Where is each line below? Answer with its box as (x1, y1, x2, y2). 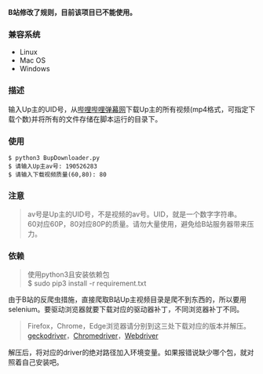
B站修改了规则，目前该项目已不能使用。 (8, 8, 137, 16)
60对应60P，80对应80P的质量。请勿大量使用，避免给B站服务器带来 (27, 220, 247, 229)
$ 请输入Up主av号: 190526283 (8, 162, 98, 170)
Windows (19, 64, 50, 74)
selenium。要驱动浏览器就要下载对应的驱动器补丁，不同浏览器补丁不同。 (8, 305, 244, 314)
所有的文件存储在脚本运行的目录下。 (45, 114, 163, 124)
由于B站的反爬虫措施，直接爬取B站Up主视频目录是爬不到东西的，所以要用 (8, 295, 247, 304)
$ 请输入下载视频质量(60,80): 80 (8, 170, 108, 179)
